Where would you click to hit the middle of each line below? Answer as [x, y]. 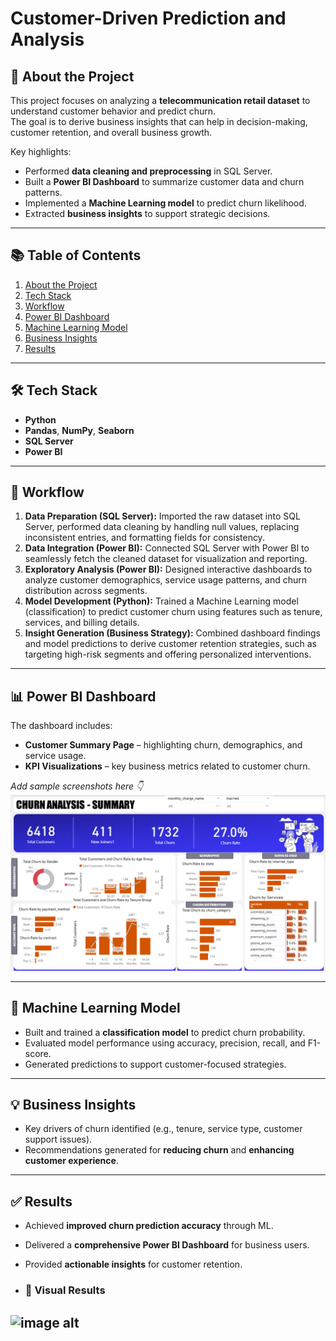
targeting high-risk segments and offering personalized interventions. [168, 654]
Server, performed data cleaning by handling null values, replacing [162, 527]
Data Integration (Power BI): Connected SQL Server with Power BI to [167, 548]
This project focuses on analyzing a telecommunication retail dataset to [160, 100]
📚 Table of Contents [76, 255]
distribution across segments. [86, 591]
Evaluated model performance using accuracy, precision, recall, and [165, 1043]
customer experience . [71, 1161]
